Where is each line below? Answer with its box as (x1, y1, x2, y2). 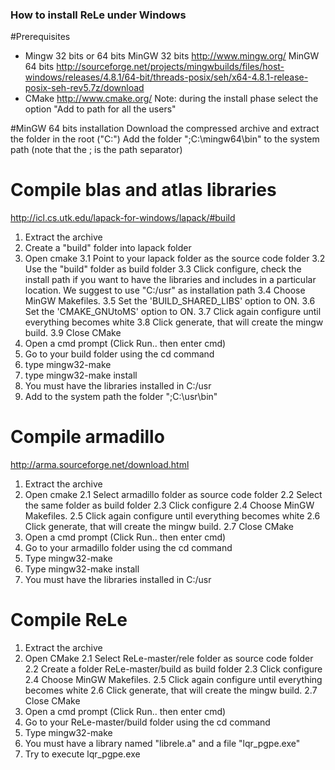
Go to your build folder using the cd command (24, 348, 215, 360)
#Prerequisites (10, 31, 71, 43)
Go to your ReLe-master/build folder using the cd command (24, 716, 271, 728)
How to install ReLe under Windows (10, 8, 187, 22)
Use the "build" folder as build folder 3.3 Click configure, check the (24, 263, 302, 275)
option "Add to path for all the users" (24, 103, 177, 115)
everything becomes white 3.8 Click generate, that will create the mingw (24, 316, 324, 328)
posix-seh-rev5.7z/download (24, 82, 145, 94)
